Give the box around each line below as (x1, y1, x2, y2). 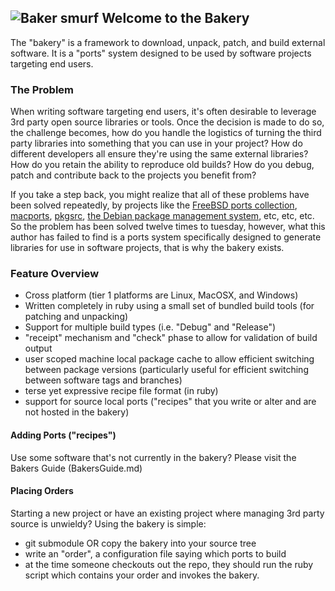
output (24, 342, 53, 355)
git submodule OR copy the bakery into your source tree (24, 537, 257, 549)
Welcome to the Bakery (101, 10, 250, 27)
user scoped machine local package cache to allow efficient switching (24, 353, 315, 365)
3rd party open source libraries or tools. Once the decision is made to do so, (10, 116, 325, 128)
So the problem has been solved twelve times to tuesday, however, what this (10, 221, 326, 233)
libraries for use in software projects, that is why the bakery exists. (10, 242, 285, 254)
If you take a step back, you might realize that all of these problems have (10, 189, 310, 201)
